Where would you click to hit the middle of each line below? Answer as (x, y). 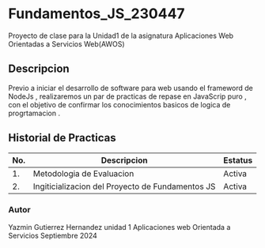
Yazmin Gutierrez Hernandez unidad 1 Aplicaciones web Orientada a (119, 227)
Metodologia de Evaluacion (83, 173)
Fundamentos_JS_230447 (97, 14)
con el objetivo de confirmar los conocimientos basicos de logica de (119, 104)
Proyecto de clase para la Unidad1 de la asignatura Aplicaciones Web (121, 36)
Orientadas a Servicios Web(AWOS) (66, 43)
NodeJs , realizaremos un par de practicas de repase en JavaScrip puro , (127, 96)
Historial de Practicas (62, 138)
